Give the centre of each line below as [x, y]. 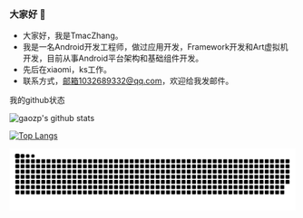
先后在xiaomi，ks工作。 [67, 70]
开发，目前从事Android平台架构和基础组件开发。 [113, 58]
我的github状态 [37, 100]
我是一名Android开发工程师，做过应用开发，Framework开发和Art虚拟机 [155, 47]
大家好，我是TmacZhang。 [73, 36]
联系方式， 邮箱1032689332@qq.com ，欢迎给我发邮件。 [128, 81]
